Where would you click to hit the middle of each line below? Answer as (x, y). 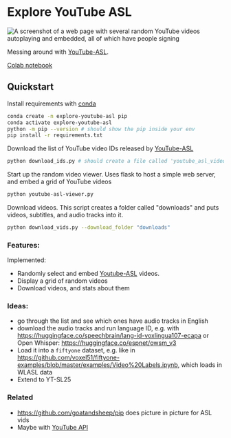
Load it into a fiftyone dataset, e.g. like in (76, 350)
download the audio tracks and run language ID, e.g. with (98, 328)
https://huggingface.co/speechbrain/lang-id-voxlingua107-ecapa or (113, 336)
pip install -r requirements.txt (55, 135)
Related (20, 397)
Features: (23, 245)
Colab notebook (30, 65)
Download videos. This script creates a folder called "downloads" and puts (113, 207)
